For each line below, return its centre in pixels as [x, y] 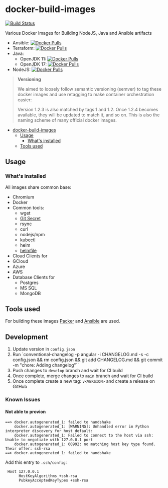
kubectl [28, 240]
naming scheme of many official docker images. [67, 120]
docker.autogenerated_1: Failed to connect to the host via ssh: [84, 436]
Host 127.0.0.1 [23, 472]
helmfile [28, 250]
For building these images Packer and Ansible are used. [63, 321]
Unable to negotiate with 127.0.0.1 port [49, 440]
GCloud [20, 261]
